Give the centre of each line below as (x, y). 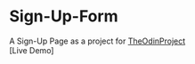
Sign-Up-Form (64, 16)
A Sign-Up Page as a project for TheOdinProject (97, 41)
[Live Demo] (32, 50)
